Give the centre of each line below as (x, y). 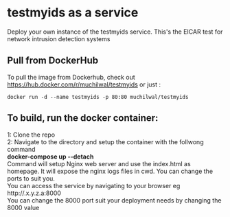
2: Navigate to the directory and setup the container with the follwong (105, 141)
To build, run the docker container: (83, 118)
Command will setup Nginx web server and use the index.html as (99, 163)
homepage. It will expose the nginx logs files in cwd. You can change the (110, 171)
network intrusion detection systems (59, 38)
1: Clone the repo (31, 135)
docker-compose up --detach (50, 157)
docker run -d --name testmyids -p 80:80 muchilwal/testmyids (98, 97)
